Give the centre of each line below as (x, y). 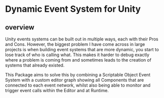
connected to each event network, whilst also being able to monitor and (78, 85)
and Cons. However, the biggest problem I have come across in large (75, 44)
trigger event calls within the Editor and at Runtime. (57, 90)
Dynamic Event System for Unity (73, 9)
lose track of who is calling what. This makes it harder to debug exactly (77, 55)
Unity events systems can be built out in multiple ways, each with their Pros (82, 39)
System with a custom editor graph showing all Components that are (75, 80)
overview (20, 27)
